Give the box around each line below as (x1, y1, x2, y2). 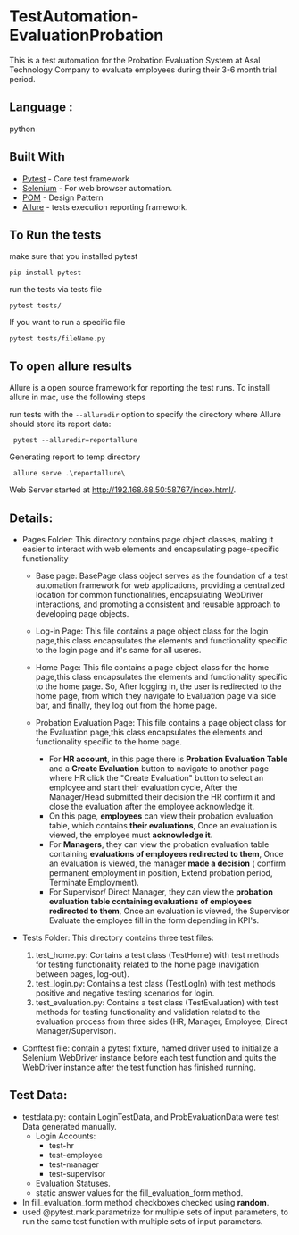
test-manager (48, 1159, 100, 1170)
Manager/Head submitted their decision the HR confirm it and (48, 792, 276, 802)
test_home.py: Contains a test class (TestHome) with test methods (35, 950, 280, 960)
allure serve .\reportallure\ (12, 469, 126, 478)
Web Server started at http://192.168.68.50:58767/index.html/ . (9, 484, 237, 495)
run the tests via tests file (9, 284, 103, 295)
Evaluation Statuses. (35, 1178, 112, 1189)
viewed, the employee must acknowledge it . (48, 829, 213, 840)
